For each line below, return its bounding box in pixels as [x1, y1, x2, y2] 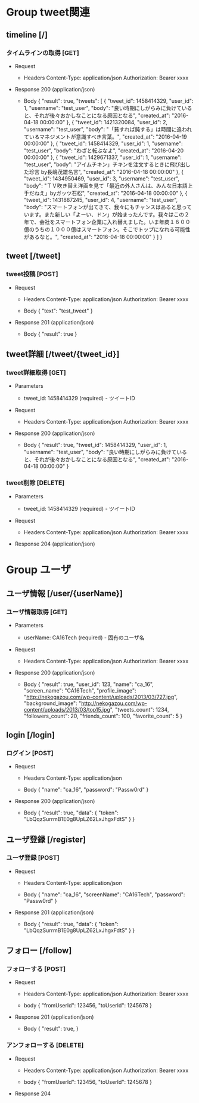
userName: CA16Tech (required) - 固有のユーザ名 [23, 634, 145, 641]
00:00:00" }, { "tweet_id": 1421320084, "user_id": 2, [39, 118, 168, 125]
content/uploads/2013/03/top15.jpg [23, 706, 110, 713]
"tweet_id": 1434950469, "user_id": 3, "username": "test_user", [23, 174, 180, 182]
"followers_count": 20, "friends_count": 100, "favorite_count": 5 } [23, 712, 183, 720]
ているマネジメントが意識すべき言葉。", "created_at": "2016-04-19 [23, 133, 188, 140]
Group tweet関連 [6, 5, 91, 19]
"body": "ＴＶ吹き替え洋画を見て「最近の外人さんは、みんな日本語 [23, 182, 188, 189]
